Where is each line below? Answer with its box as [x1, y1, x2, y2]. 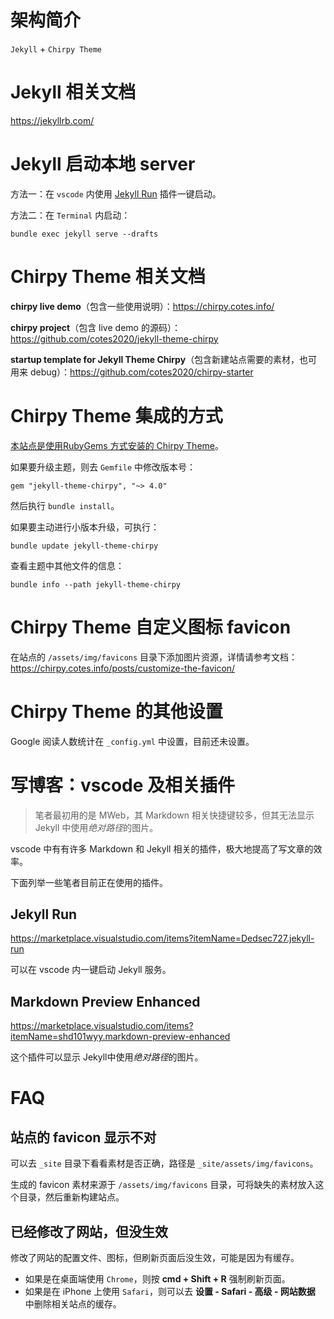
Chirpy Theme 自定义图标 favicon [10, 616, 292, 638]
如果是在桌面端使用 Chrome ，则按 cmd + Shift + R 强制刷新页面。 [24, 1272, 291, 1285]
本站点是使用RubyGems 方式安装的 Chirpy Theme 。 [10, 439, 224, 451]
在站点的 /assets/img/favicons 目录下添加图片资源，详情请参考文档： [10, 651, 298, 663]
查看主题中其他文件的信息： [10, 559, 125, 571]
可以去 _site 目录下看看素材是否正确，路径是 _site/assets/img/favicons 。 [10, 1157, 319, 1170]
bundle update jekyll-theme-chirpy [10, 541, 159, 551]
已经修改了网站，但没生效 [10, 1223, 168, 1240]
